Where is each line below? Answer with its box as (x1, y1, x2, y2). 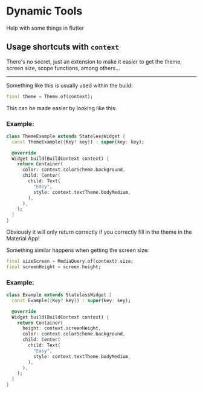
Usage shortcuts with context (6, 42, 120, 52)
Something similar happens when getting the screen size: (6, 246, 149, 254)
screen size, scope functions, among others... (6, 64, 121, 71)
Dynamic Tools (6, 4, 83, 18)
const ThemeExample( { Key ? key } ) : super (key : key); (11, 139, 145, 145)
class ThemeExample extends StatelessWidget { (6, 133, 126, 139)
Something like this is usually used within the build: (6, 82, 133, 89)
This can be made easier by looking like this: (6, 104, 117, 111)
